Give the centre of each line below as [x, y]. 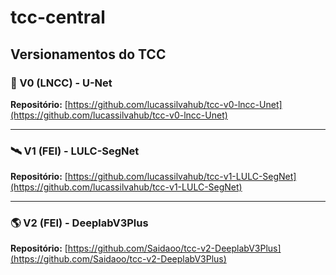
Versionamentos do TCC [88, 54]
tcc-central [58, 17]
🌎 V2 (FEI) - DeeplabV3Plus [79, 223]
